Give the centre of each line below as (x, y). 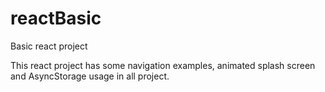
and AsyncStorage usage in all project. (90, 76)
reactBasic (56, 18)
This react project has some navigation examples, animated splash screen (163, 65)
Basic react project (49, 46)
